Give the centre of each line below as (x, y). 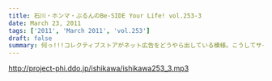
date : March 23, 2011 (45, 23)
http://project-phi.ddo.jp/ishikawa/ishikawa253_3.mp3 (99, 68)
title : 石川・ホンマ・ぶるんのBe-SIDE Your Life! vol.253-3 (105, 16)
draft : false (30, 38)
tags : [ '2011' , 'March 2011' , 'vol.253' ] (79, 30)
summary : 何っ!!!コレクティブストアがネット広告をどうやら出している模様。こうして (132, 46)
